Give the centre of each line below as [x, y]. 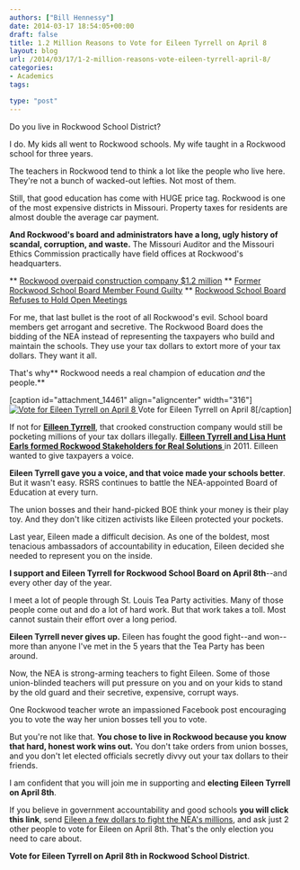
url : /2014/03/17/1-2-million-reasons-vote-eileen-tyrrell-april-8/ [140, 59]
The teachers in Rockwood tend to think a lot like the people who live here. [147, 171]
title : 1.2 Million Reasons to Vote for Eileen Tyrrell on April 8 [138, 43]
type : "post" [34, 101]
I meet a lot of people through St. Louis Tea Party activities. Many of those [147, 600]
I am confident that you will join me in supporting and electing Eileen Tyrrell [150, 783]
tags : [19, 85]
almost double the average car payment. [84, 217]
